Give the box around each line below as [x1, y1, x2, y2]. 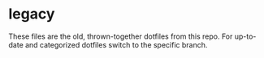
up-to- [234, 31, 257, 41]
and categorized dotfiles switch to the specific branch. [24, 39, 208, 49]
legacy [8, 5, 55, 23]
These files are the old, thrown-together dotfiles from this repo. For [8, 31, 233, 41]
